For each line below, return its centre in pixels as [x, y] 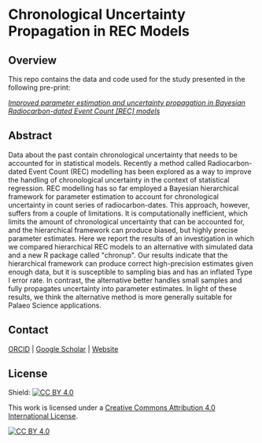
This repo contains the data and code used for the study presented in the [127, 79]
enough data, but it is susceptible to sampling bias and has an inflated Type [131, 271]
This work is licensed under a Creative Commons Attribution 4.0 [112, 408]
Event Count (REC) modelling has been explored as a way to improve [140, 172]
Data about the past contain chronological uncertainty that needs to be [123, 154]
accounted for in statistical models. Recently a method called [107, 163]
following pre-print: [39, 87]
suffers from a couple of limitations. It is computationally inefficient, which [128, 213]
